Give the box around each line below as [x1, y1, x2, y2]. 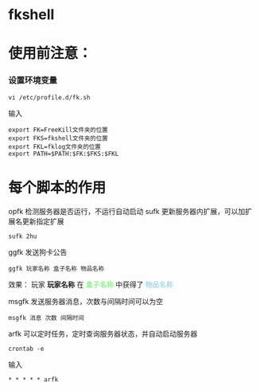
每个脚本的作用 [8, 178, 107, 197]
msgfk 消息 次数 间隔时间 [8, 314, 85, 322]
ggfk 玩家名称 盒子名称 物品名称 [8, 264, 105, 272]
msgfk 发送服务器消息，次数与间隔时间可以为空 [8, 296, 164, 306]
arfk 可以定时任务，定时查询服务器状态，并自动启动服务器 [8, 329, 198, 338]
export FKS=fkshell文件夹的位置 [8, 134, 109, 142]
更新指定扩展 [21, 216, 64, 226]
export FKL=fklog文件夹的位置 [8, 142, 101, 150]
